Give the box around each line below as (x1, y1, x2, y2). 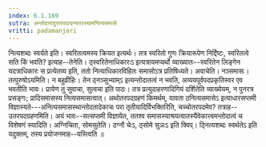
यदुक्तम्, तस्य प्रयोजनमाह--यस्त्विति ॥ (8, 129, 104, 139)
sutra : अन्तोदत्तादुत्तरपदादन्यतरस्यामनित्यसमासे (8, 19, 118, 27)
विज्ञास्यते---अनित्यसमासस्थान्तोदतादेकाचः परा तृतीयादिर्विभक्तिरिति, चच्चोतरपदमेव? (8, 102, 216, 112)
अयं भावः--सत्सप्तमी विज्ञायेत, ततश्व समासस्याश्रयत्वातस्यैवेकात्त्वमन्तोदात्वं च (54, 111, 243, 121)
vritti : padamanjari (8, 26, 78, 34)
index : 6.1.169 (8, 11, 59, 20)
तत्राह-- (217, 102, 238, 112)
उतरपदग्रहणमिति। (8, 111, 54, 121)
